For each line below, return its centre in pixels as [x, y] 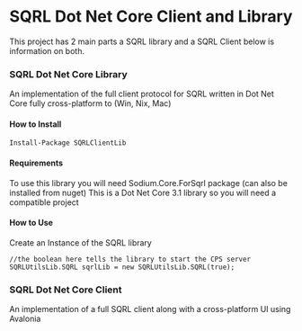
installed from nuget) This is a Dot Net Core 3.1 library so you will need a [143, 192]
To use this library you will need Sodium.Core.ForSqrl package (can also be [148, 183]
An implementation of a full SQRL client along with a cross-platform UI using [150, 309]
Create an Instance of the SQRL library [81, 242]
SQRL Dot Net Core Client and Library [151, 17]
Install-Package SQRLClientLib [68, 143]
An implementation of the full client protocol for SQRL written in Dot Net [142, 94]
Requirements [36, 163]
